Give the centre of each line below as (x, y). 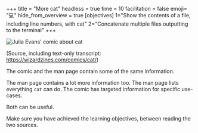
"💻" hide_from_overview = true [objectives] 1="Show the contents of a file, (98, 15)
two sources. (22, 125)
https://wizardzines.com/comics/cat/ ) (52, 60)
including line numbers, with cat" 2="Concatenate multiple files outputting (97, 24)
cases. (14, 95)
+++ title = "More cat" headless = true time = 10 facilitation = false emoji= (97, 9)
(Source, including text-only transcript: (54, 53)
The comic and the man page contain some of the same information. (90, 71)
